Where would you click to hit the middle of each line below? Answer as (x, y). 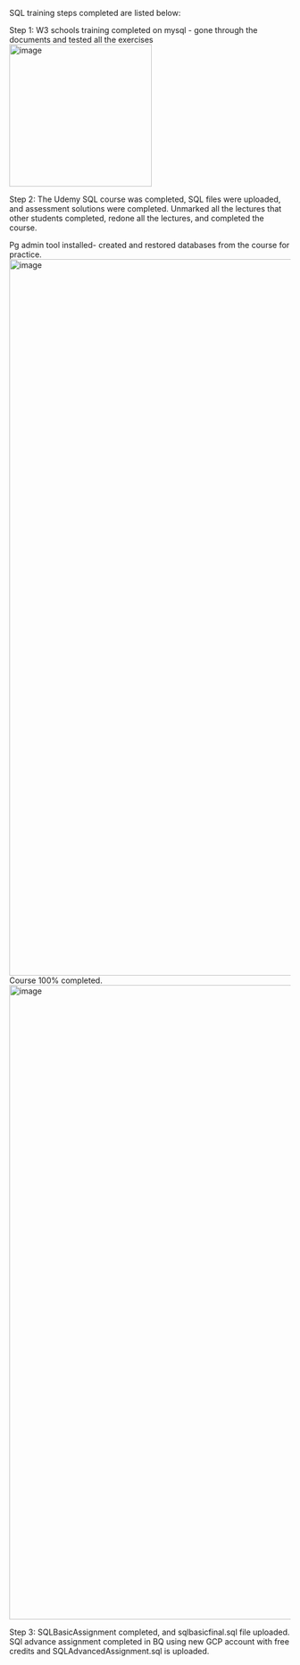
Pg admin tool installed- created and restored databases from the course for (150, 245)
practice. (25, 254)
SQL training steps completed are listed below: (95, 13)
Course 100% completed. (56, 980)
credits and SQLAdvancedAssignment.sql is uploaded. (109, 1651)
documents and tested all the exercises (81, 40)
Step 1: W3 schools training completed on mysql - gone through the (133, 30)
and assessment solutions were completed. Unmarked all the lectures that (146, 208)
